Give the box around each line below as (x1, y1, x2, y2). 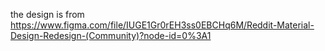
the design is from (10, 9, 85, 20)
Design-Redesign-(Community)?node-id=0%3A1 (10, 30, 212, 41)
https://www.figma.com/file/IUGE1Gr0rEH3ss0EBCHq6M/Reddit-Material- (10, 19, 315, 31)
